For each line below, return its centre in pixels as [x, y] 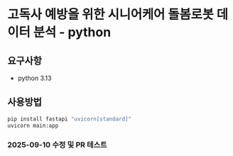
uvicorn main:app [33, 126]
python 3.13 [34, 78]
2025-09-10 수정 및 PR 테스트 [58, 145]
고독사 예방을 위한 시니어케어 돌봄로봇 [111, 15]
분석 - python [72, 32]
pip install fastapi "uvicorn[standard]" [70, 119]
